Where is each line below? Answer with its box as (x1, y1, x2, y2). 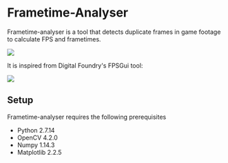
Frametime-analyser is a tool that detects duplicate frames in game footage (7, 28, 221, 36)
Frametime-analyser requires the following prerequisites (7, 113, 167, 121)
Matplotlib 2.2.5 (17, 148, 62, 156)
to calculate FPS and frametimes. (7, 35, 101, 43)
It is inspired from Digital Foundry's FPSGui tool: (7, 61, 143, 70)
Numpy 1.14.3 (17, 140, 55, 149)
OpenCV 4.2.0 (17, 133, 58, 142)
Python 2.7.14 (17, 126, 55, 134)
